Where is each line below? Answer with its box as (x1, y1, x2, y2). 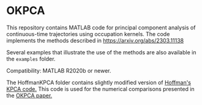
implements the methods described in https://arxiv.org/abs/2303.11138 (6, 37, 184, 44)
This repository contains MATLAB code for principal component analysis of (6, 24, 196, 31)
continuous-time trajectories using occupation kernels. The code (6, 30, 170, 37)
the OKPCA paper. (6, 92, 53, 99)
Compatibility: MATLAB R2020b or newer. (6, 67, 111, 74)
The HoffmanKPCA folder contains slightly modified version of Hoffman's (6, 79, 192, 86)
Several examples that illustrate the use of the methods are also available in (6, 48, 196, 56)
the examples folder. (6, 55, 56, 62)
